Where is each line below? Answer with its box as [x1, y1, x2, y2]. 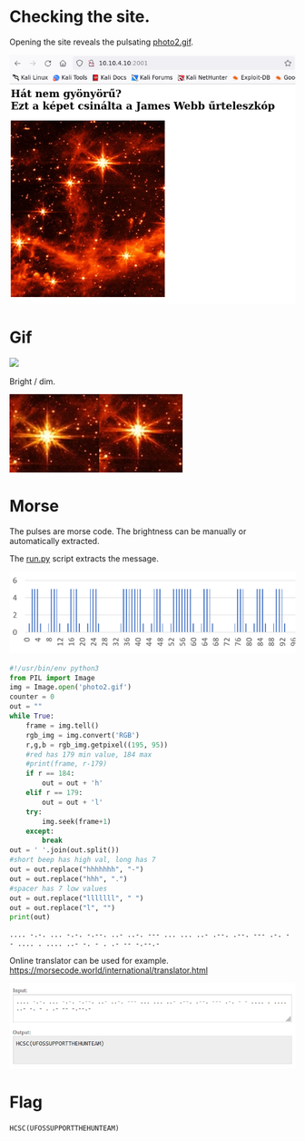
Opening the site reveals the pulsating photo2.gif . [9, 36, 193, 47]
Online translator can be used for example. [9, 956, 170, 967]
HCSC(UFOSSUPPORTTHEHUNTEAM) [9, 1124, 120, 1133]
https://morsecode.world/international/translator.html [9, 965, 209, 976]
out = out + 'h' [42, 779, 103, 788]
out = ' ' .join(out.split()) [9, 846, 120, 855]
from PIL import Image [9, 673, 95, 682]
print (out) [9, 913, 51, 922]
